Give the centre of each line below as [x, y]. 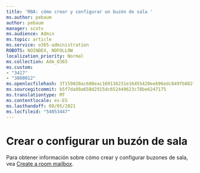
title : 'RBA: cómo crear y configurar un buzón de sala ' [79, 12]
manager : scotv [25, 28]
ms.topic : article [29, 39]
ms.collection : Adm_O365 [37, 61]
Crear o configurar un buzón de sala [97, 141]
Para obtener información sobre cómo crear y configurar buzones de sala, [97, 157]
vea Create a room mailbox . [40, 164]
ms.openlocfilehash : [32, 84]
